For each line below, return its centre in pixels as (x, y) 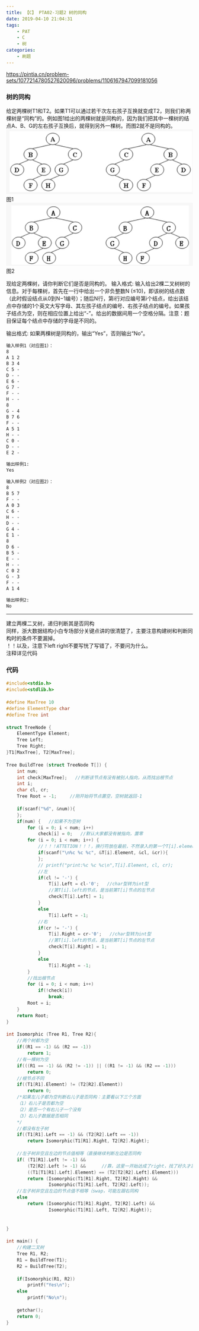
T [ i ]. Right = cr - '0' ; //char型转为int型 (100, 934)
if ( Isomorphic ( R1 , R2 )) (46, 1279)
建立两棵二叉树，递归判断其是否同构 (50, 623)
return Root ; (33, 1015)
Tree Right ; (31, 746)
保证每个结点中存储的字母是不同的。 (55, 321)
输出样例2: (18, 600)
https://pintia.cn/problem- (38, 74)
